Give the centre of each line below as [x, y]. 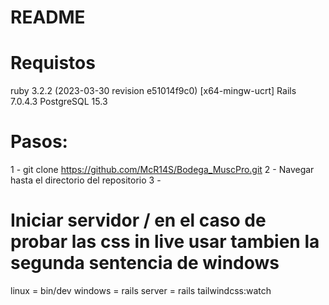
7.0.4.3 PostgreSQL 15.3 [59, 102]
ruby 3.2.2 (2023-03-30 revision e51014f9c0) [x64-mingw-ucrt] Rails [153, 91]
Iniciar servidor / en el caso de [138, 220]
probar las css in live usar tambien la [165, 242]
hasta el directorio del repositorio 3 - [86, 180]
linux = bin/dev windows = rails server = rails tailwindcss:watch [141, 290]
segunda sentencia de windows [145, 263]
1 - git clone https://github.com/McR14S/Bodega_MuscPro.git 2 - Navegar [162, 170]
